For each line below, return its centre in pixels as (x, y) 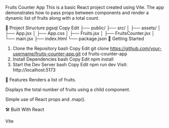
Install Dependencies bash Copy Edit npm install (63, 59)
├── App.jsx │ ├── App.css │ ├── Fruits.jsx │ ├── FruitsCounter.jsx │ (80, 33)
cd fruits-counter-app (105, 54)
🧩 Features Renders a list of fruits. (41, 80)
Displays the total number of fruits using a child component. (68, 90)
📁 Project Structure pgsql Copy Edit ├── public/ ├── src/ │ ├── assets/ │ (83, 28)
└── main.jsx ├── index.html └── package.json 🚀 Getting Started (75, 38)
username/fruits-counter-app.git (47, 54)
